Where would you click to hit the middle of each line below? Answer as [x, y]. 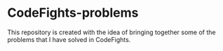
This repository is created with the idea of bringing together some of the [111, 32]
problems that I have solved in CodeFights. [69, 39]
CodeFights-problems [73, 13]
